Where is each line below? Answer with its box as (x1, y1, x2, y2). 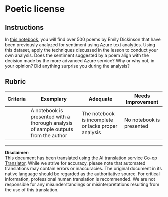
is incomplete (81, 116, 113, 123)
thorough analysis (30, 119, 73, 126)
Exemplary (40, 95, 67, 102)
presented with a (30, 113, 70, 120)
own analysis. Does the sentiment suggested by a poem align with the (5, 52, 149, 58)
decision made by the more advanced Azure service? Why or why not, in (5, 58, 155, 63)
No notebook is (124, 116, 160, 123)
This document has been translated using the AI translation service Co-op (5, 155, 157, 161)
